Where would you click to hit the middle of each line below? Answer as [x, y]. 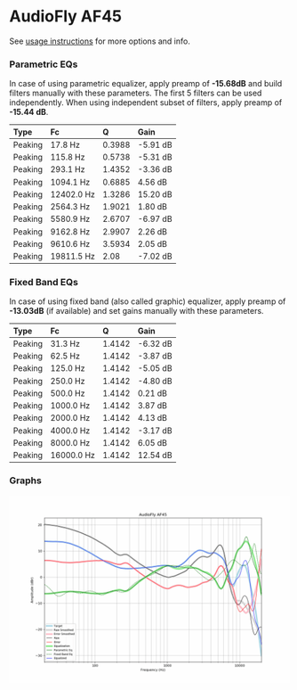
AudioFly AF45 [66, 16]
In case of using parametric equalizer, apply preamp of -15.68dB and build [146, 84]
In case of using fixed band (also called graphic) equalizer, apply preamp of [148, 301]
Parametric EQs [44, 64]
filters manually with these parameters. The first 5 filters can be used [136, 93]
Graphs [25, 481]
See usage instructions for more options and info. [100, 41]
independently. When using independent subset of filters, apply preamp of [146, 103]
